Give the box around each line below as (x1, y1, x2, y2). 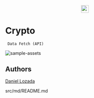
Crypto (5, 25, 35, 36)
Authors (5, 65, 32, 73)
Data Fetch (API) (7, 41, 44, 47)
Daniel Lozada (5, 78, 35, 84)
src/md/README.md (5, 88, 48, 94)
